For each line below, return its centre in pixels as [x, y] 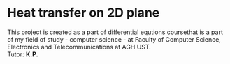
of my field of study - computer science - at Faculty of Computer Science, [114, 39]
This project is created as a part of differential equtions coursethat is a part [115, 32]
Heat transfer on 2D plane [84, 13]
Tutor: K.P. [23, 54]
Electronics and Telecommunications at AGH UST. [79, 47]
